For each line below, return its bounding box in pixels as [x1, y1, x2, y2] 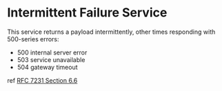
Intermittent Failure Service [7, 5, 168, 21]
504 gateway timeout [17, 63, 78, 71]
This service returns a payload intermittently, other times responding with [7, 28, 216, 36]
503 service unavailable [17, 55, 85, 63]
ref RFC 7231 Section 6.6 [7, 76, 78, 84]
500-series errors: [7, 34, 60, 43]
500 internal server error [17, 48, 88, 57]
